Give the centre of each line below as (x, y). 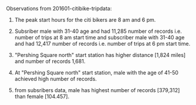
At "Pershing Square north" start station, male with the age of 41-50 (97, 72)
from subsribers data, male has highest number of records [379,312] (97, 90)
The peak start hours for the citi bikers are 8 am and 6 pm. (85, 20)
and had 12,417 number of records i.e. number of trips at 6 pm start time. (102, 44)
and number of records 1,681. (50, 61)
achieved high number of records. (55, 79)
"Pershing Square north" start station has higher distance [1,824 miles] (100, 55)
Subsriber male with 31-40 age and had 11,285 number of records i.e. (98, 31)
